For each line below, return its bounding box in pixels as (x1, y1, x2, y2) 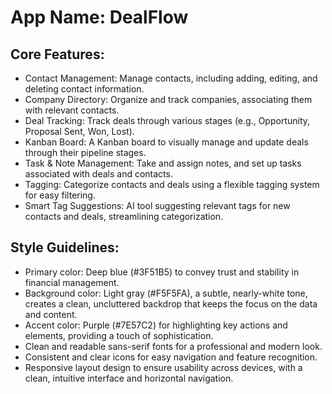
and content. (24, 308, 78, 320)
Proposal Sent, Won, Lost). (24, 126, 135, 137)
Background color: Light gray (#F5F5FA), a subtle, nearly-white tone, (24, 287, 308, 299)
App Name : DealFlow (10, 6, 189, 29)
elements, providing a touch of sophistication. (24, 329, 214, 341)
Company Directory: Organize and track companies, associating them (24, 94, 313, 105)
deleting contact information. (24, 83, 145, 95)
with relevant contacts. (24, 104, 120, 116)
